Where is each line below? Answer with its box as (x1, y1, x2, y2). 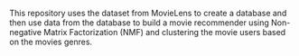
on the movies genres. (9, 36, 93, 47)
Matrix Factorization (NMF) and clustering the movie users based (43, 27, 286, 37)
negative (9, 27, 42, 37)
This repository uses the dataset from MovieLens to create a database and (9, 8, 287, 18)
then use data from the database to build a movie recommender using (9, 17, 269, 28)
